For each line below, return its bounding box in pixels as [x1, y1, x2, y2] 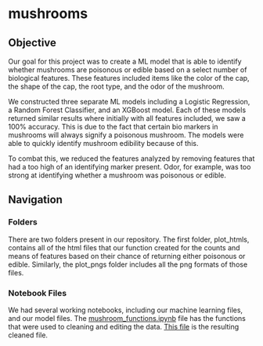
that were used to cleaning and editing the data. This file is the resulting [8, 322, 240, 331]
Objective [8, 36, 57, 49]
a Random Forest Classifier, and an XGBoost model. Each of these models [8, 105, 247, 115]
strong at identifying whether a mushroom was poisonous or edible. [8, 170, 227, 180]
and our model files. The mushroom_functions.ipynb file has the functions [8, 313, 247, 322]
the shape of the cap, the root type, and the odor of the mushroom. [8, 82, 225, 91]
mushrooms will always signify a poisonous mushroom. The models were [8, 130, 244, 140]
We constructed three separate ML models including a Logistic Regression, [8, 97, 250, 106]
